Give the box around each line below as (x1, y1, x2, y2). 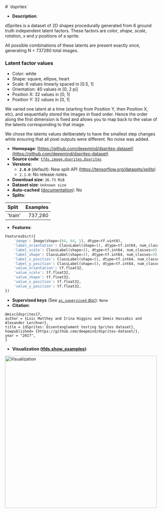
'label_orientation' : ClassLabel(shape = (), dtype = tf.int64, (14, 243, 138, 248)
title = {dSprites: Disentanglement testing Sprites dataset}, (5, 324, 136, 329)
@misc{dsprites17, (5, 312, 42, 317)
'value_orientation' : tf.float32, (14, 266, 83, 271)
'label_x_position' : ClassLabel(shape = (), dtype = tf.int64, (14, 257, 136, 262)
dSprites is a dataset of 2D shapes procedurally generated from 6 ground (5, 23, 152, 28)
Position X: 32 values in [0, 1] (12, 92, 70, 97)
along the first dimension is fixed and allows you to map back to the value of (5, 116, 158, 122)
